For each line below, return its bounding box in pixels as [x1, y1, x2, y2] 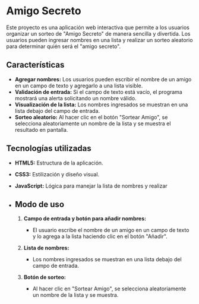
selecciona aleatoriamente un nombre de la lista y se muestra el [14, 120, 171, 127]
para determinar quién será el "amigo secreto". [6, 43, 121, 50]
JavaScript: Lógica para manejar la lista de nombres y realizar [14, 182, 168, 189]
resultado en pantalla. [14, 126, 68, 133]
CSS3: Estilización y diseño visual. [14, 170, 100, 178]
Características [6, 60, 65, 70]
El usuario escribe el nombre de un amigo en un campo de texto [32, 227, 189, 234]
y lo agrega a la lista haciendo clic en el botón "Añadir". [32, 233, 168, 240]
